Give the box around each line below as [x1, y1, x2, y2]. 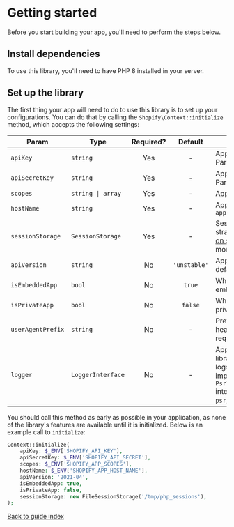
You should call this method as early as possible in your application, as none [7, 413, 226, 421]
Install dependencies [7, 48, 100, 60]
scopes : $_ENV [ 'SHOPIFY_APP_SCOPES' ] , [19, 461, 132, 468]
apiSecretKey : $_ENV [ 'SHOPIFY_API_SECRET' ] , [19, 455, 151, 461]
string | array [70, 190, 122, 197]
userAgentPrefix [10, 326, 65, 333]
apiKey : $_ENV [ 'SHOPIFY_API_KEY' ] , [19, 448, 123, 455]
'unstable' [173, 261, 209, 269]
